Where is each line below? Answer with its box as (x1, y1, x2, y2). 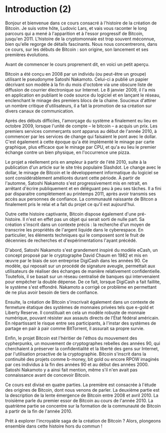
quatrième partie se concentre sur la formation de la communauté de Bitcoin (5, 403, 161, 409)
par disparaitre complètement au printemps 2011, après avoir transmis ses (5, 191, 156, 197)
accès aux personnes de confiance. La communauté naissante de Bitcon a (5, 196, 158, 202)
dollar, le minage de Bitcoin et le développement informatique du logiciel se (5, 169, 159, 175)
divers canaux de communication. (5, 108, 74, 114)
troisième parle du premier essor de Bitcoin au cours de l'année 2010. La (5, 397, 154, 404)
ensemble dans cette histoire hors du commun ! (5, 423, 103, 429)
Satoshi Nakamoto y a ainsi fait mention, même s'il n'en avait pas (5, 367, 138, 373)
